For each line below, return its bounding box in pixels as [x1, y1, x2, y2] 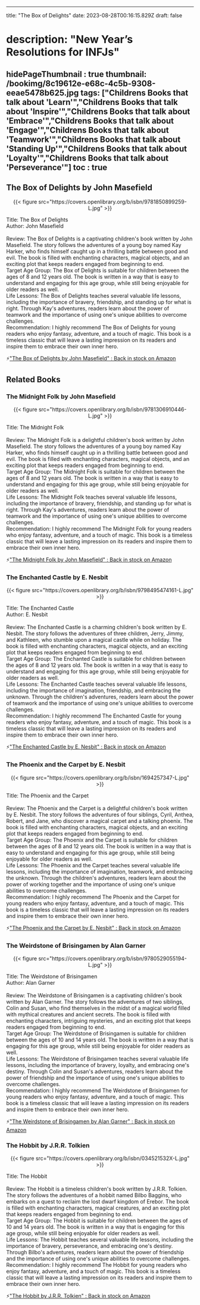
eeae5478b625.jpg [6, 88, 79, 98]
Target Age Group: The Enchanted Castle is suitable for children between [6, 655, 186, 663]
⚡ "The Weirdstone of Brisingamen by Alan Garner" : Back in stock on [6, 1118, 176, 1125]
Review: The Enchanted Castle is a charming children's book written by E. [6, 624, 187, 631]
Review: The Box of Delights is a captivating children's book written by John [6, 235, 193, 242]
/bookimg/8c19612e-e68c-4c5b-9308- [6, 78, 156, 88]
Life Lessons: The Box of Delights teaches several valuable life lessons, [6, 292, 182, 299]
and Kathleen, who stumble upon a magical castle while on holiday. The [6, 636, 182, 644]
